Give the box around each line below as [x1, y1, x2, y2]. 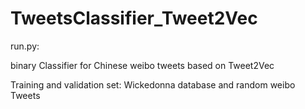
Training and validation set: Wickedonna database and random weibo [10, 78, 296, 91]
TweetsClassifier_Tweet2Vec [10, 7, 258, 30]
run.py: [10, 40, 40, 52]
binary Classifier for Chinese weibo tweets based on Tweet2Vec [10, 59, 275, 71]
